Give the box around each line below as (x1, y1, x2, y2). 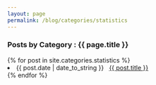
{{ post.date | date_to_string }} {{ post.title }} (16, 63, 149, 72)
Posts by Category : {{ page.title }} (7, 40, 129, 50)
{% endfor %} (7, 71, 48, 79)
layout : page (7, 10, 46, 18)
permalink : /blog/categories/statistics (7, 17, 128, 24)
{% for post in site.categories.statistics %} (7, 55, 131, 64)
